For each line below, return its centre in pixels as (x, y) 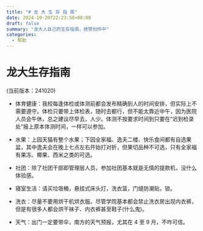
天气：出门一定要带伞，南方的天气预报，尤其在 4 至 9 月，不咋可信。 (102, 222)
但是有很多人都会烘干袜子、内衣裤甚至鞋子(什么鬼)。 (81, 209)
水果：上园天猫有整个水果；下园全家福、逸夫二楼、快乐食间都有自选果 (103, 139)
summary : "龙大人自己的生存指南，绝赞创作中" (58, 29)
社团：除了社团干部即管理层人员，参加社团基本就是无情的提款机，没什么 (106, 167)
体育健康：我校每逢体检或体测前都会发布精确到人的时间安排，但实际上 (103, 103)
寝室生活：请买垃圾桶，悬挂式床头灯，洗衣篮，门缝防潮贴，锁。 (95, 188)
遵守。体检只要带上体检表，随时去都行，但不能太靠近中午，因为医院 (111, 111)
